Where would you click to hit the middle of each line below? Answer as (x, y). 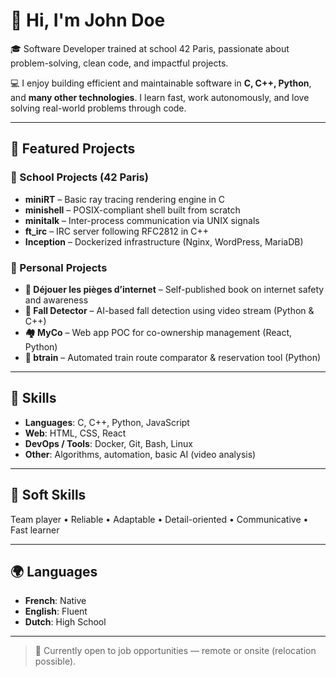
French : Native (55, 601)
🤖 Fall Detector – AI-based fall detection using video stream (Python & (169, 310)
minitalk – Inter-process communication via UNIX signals (142, 220)
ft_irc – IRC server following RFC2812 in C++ (116, 231)
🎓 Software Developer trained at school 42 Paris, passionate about (150, 48)
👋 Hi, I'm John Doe (88, 20)
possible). (55, 661)
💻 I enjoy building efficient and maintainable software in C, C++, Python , (161, 83)
